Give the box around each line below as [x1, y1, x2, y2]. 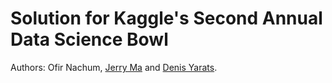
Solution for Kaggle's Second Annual [10, 7, 323, 30]
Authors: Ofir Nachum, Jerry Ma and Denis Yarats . [10, 61, 218, 73]
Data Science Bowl [10, 28, 169, 51]
